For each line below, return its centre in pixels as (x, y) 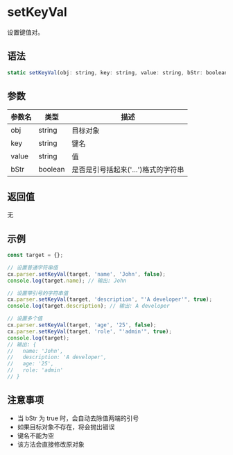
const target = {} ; (35, 255)
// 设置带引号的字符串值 (38, 293)
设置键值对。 (25, 32)
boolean (52, 169)
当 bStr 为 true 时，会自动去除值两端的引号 (78, 418)
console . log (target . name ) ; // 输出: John (67, 281)
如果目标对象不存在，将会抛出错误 (66, 427)
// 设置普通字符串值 (33, 267)
